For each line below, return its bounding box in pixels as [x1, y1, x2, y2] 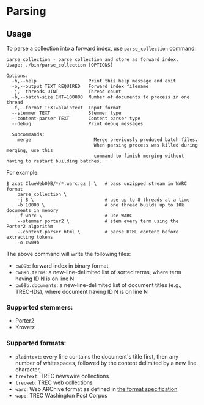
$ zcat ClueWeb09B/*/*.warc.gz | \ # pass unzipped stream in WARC [6, 181, 188, 187]
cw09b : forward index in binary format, [15, 262, 111, 269]
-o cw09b [17, 239, 40, 246]
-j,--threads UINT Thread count [12, 89, 122, 95]
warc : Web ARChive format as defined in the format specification [15, 385, 178, 392]
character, [15, 365, 42, 373]
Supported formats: [6, 339, 67, 348]
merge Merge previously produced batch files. [17, 137, 199, 143]
